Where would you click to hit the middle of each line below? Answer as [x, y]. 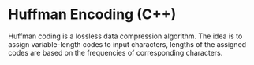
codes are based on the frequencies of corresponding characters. [116, 52]
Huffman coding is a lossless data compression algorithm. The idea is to [125, 36]
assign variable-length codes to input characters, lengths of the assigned [127, 44]
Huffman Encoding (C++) [92, 14]
